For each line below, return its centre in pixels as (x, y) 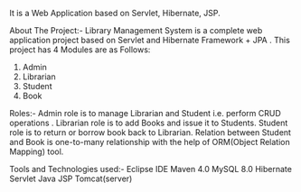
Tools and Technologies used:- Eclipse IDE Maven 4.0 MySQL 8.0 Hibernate (150, 169)
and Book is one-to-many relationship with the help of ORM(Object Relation (150, 142)
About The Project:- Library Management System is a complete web (136, 30)
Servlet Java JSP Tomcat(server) (71, 178)
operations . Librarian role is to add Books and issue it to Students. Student (149, 123)
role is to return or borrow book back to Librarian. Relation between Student (150, 133)
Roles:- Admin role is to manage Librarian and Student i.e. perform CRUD (146, 113)
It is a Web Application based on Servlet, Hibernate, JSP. (115, 13)
